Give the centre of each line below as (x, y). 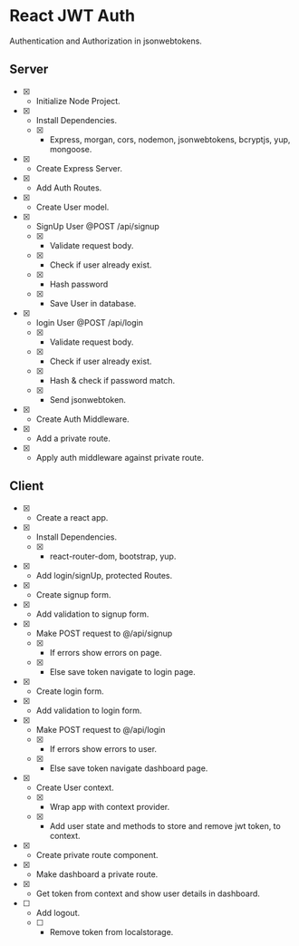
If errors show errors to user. (103, 748)
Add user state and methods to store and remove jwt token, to (165, 825)
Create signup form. (73, 594)
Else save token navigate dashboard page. (129, 768)
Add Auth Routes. (69, 188)
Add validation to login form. (89, 710)
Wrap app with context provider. (110, 806)
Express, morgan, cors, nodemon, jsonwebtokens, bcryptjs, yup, (170, 139)
